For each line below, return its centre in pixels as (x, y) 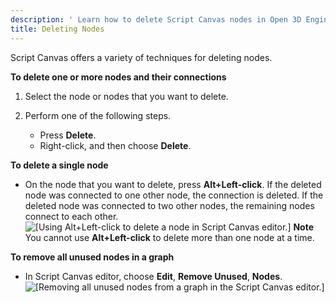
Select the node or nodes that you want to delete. (126, 96)
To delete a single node (59, 165)
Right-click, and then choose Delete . (115, 145)
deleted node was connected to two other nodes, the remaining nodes (169, 205)
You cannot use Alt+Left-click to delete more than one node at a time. (169, 237)
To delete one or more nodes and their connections (118, 77)
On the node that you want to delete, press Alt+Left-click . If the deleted (173, 184)
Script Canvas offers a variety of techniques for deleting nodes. (141, 57)
